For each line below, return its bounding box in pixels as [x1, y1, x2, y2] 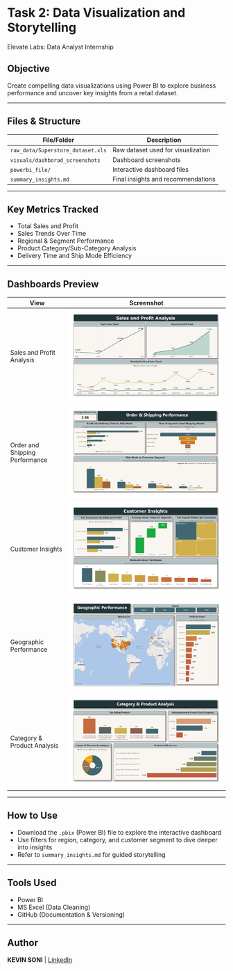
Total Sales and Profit [17, 222, 78, 230]
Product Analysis [10, 741, 59, 750]
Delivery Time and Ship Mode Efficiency [17, 252, 132, 260]
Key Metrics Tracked [7, 203, 99, 215]
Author [7, 937, 38, 949]
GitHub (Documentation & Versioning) [17, 910, 126, 919]
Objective [7, 63, 51, 74]
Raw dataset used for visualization [112, 146, 210, 154]
